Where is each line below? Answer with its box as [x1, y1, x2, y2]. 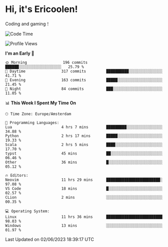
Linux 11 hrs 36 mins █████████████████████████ [5, 214, 163, 219]
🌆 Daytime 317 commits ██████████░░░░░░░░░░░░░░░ [5, 69, 163, 74]
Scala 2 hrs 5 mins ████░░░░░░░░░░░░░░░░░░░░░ [5, 142, 163, 147]
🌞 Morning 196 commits [5, 60, 88, 65]
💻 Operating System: [5, 208, 50, 214]
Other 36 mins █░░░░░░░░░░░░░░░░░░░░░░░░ [5, 160, 163, 165]
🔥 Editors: [5, 173, 29, 178]
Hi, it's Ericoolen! [5, 4, 78, 15]
